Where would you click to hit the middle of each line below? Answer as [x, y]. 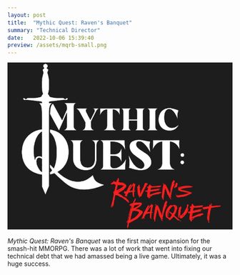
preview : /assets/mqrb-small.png [57, 45]
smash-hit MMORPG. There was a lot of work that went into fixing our [110, 248]
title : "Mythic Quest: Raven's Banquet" [70, 22]
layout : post [27, 15]
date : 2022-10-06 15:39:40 [51, 38]
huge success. [29, 264]
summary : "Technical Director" [54, 30]
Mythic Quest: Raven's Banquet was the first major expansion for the [109, 241]
